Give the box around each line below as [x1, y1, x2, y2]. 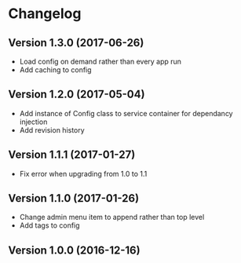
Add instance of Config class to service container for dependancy [19, 108, 233, 118]
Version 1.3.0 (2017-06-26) [8, 36, 144, 49]
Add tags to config [19, 221, 80, 230]
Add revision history [19, 125, 85, 134]
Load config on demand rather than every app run [19, 57, 182, 66]
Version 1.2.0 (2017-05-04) [8, 88, 145, 101]
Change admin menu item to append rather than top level [19, 213, 205, 222]
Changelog [8, 5, 82, 23]
